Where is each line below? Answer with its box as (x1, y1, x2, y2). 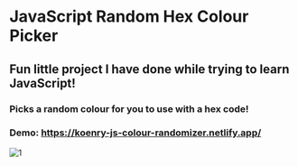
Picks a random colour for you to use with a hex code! (9, 102, 249, 115)
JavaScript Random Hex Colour (9, 6, 249, 27)
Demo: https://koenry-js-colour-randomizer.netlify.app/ (9, 126, 262, 139)
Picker (9, 25, 59, 46)
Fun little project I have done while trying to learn (9, 61, 290, 77)
